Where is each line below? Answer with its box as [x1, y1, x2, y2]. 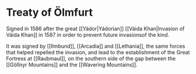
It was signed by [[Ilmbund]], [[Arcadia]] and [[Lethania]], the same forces [6, 43, 185, 50]
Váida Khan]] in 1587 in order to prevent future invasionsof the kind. [6, 31, 170, 38]
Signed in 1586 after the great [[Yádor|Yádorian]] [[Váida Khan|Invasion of [6, 25, 185, 32]
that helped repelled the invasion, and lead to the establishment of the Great [6, 48, 190, 55]
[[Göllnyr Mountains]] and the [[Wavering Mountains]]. [6, 61, 138, 68]
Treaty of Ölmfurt [6, 6, 93, 19]
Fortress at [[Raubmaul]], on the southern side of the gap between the [6, 55, 176, 62]
